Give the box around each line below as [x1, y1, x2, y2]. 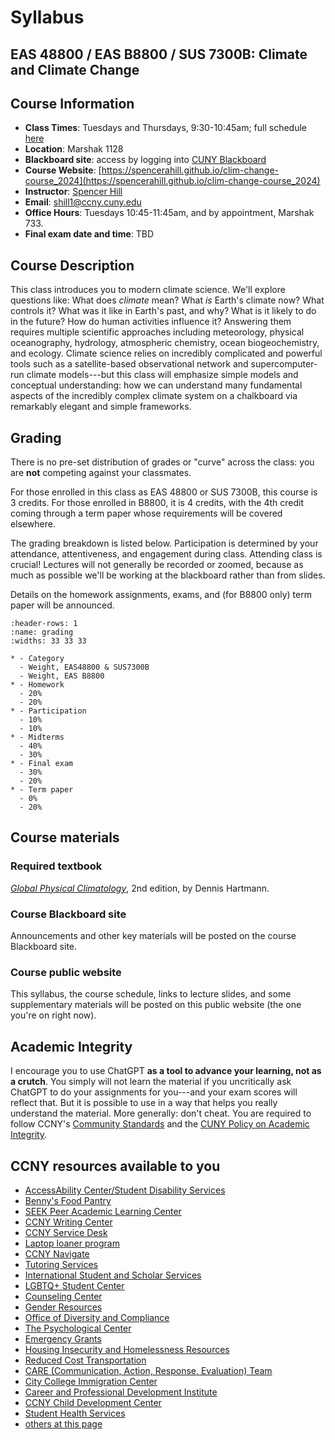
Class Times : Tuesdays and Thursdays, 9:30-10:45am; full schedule [24, 122, 307, 134]
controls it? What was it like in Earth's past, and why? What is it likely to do [10, 305, 317, 317]
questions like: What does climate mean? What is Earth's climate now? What [10, 294, 325, 306]
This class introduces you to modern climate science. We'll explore [10, 284, 286, 296]
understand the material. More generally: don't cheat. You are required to [10, 1107, 312, 1120]
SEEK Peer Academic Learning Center [24, 1205, 182, 1217]
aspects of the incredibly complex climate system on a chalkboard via [10, 390, 298, 402]
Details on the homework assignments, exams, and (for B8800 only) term [10, 589, 312, 601]
